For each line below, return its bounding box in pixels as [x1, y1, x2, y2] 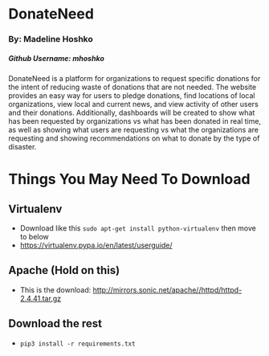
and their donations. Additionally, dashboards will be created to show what [8, 108, 255, 117]
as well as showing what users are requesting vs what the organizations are [8, 125, 259, 135]
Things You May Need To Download [8, 170, 251, 189]
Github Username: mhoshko [8, 53, 104, 63]
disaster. [8, 142, 37, 152]
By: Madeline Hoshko [8, 34, 94, 45]
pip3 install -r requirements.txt [19, 339, 136, 348]
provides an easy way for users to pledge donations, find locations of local [8, 91, 255, 100]
